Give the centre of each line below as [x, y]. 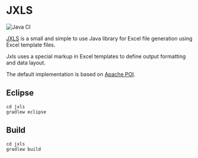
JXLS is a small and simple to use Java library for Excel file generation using [99, 38]
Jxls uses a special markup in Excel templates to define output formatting [96, 56]
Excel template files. [31, 45]
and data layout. [26, 63]
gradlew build [24, 149]
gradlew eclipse [26, 112]
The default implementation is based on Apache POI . [71, 74]
